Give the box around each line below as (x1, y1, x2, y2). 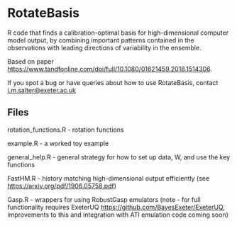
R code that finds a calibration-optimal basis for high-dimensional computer (7, 28, 229, 37)
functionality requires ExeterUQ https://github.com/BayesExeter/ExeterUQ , (7, 203, 226, 211)
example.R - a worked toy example (7, 139, 109, 147)
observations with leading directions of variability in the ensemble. (7, 43, 202, 52)
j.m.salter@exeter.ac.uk (7, 86, 77, 94)
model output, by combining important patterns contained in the (7, 35, 194, 44)
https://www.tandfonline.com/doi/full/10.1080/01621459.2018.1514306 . (7, 64, 213, 73)
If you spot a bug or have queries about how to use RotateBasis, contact (7, 78, 219, 86)
